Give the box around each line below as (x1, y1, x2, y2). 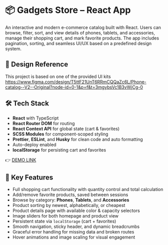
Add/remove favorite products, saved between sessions (12, 191, 128, 198)
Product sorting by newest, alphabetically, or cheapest (12, 202, 125, 208)
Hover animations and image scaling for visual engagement (12, 234, 135, 240)
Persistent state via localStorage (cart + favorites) (12, 218, 116, 224)
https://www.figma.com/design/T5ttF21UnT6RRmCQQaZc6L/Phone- (5, 78, 147, 84)
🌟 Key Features (5, 173, 54, 181)
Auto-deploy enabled (12, 141, 57, 147)
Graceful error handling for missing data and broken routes (12, 229, 134, 235)
